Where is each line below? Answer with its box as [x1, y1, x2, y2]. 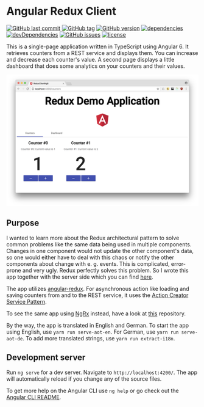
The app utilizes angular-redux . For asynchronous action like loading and [6, 285, 190, 292]
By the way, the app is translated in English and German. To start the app [6, 321, 189, 329]
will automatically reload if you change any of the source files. [6, 375, 162, 383]
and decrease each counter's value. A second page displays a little [6, 56, 175, 63]
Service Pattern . [6, 298, 47, 305]
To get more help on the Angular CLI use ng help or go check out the [6, 387, 179, 394]
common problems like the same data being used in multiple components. [6, 240, 192, 248]
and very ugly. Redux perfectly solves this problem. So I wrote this [22, 266, 189, 274]
